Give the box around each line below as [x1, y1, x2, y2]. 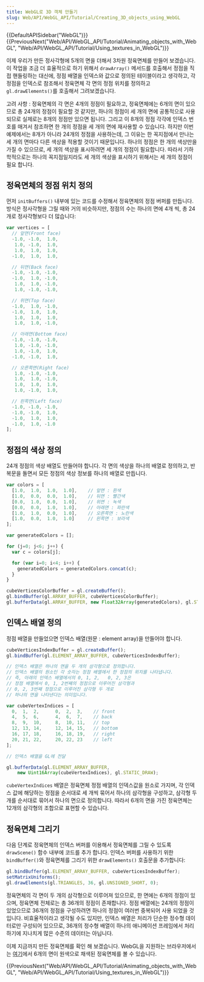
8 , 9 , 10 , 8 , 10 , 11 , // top [12, 719, 110, 726]
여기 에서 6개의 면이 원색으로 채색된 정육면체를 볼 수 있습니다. [12, 950, 157, 957]
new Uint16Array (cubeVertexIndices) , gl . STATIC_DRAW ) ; [17, 770, 159, 776]
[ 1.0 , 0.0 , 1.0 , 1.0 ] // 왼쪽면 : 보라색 [12, 516, 129, 522]
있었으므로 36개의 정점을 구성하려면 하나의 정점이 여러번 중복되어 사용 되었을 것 [6, 907, 194, 914]
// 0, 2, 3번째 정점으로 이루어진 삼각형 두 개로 [6, 686, 114, 692]
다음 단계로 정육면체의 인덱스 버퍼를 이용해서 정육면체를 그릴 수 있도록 [6, 841, 172, 848]
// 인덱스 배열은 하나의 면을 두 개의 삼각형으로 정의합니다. [6, 664, 137, 670]
